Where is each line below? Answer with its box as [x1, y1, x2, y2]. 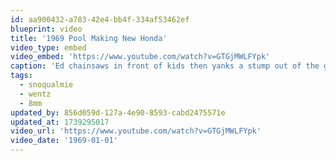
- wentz [19, 89, 52, 99]
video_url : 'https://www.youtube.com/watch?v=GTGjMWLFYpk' [10, 126, 262, 136]
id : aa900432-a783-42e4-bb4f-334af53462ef [10, 14, 190, 25]
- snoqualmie [19, 80, 74, 90]
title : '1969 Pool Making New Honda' [10, 33, 168, 43]
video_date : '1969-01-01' [10, 136, 118, 146]
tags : [10, 71, 33, 81]
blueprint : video [10, 24, 83, 34]
